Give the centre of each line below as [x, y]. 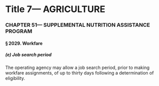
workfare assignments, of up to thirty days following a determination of [80, 73]
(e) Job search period [28, 55]
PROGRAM [19, 31]
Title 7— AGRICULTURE [55, 9]
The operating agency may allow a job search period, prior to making [77, 67]
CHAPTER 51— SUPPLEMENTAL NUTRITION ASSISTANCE [78, 25]
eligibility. [15, 78]
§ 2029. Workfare [24, 43]
